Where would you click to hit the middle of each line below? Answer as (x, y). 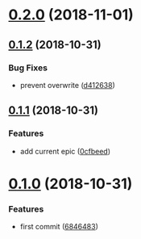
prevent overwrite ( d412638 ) (67, 85)
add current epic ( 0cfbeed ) (65, 151)
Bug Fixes (28, 68)
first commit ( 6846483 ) (59, 227)
